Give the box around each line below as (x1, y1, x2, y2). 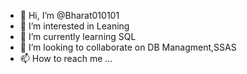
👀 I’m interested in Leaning (19, 20, 130, 32)
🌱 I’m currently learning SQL (19, 31, 137, 42)
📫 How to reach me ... (19, 53, 113, 64)
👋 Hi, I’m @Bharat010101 (19, 10, 120, 21)
